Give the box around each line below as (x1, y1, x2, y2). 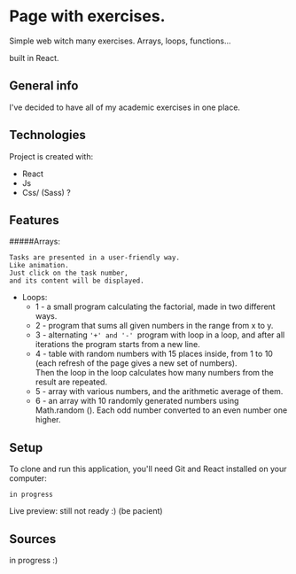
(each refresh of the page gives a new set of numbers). (35, 358, 238, 368)
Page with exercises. (9, 6, 166, 27)
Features (9, 213, 59, 228)
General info (9, 78, 79, 94)
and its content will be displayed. (9, 276, 144, 285)
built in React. (9, 52, 59, 63)
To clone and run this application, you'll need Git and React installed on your (9, 463, 287, 475)
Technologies (9, 128, 87, 143)
